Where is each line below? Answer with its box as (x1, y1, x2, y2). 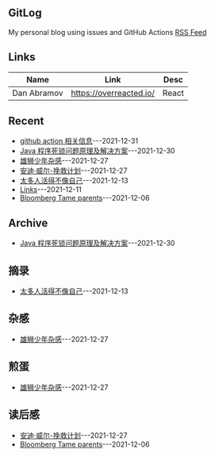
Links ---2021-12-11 (19, 185, 82, 194)
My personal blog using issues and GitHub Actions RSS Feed (8, 27, 207, 36)
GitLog (8, 6, 42, 20)
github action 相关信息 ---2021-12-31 (19, 136, 139, 146)
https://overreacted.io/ (71, 87, 155, 98)
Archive (8, 216, 48, 229)
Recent (8, 114, 44, 128)
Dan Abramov (12, 87, 63, 98)
